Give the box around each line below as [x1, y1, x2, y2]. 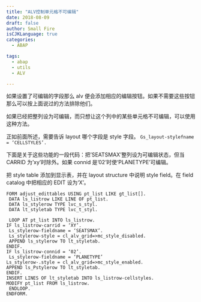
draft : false [6, 20, 39, 26]
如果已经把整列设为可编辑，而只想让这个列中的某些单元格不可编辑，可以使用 [6, 112, 196, 120]
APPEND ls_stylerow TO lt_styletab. [8, 238, 101, 244]
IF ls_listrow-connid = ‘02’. [6, 249, 82, 255]
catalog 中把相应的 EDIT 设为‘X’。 [6, 179, 89, 186]
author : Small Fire [6, 25, 55, 32]
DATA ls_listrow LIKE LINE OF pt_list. [8, 196, 109, 202]
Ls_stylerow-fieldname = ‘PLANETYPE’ [8, 254, 103, 260]
